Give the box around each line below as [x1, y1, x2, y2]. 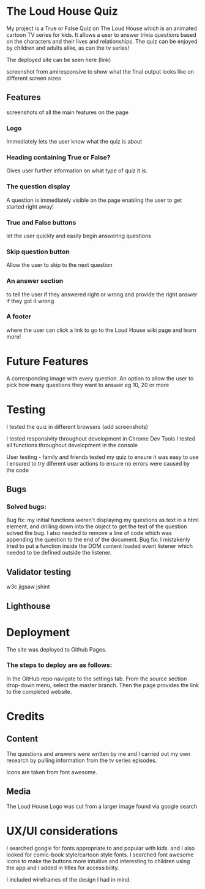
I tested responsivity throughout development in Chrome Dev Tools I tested [6, 434, 196, 442]
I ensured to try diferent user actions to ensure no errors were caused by [6, 460, 190, 467]
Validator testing [6, 566, 72, 577]
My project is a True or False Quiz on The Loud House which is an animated [6, 25, 197, 32]
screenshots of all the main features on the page [6, 109, 129, 116]
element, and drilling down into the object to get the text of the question [6, 523, 187, 530]
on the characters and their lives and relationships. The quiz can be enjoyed [6, 37, 198, 45]
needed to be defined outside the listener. [6, 549, 112, 556]
